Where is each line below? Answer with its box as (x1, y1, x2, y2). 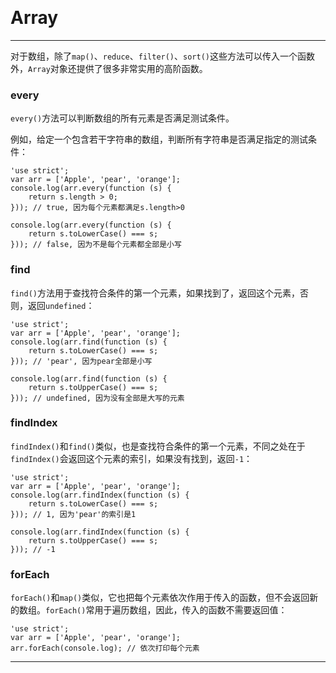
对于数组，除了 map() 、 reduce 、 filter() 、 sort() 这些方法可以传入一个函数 (10, 50, 315, 62)
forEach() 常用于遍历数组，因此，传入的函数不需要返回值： (45, 604, 288, 616)
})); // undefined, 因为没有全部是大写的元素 (10, 393, 185, 403)
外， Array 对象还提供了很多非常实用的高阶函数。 (10, 62, 208, 74)
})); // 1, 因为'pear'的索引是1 (10, 509, 137, 519)
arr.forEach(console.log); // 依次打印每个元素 (10, 643, 200, 654)
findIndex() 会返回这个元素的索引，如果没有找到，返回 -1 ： (10, 452, 253, 464)
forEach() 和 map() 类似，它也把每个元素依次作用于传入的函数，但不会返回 (10, 592, 310, 604)
